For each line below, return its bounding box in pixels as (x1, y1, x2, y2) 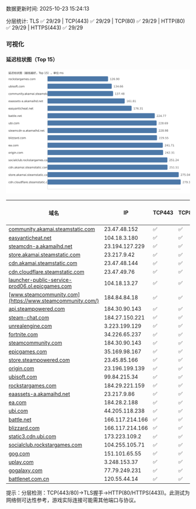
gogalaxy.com (8, 467, 43, 474)
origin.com (8, 365, 34, 372)
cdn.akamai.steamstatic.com (8, 260, 78, 267)
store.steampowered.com (8, 356, 70, 363)
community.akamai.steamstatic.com (8, 226, 95, 233)
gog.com (8, 450, 30, 457)
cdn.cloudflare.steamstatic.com (8, 268, 85, 275)
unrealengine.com (8, 322, 52, 329)
